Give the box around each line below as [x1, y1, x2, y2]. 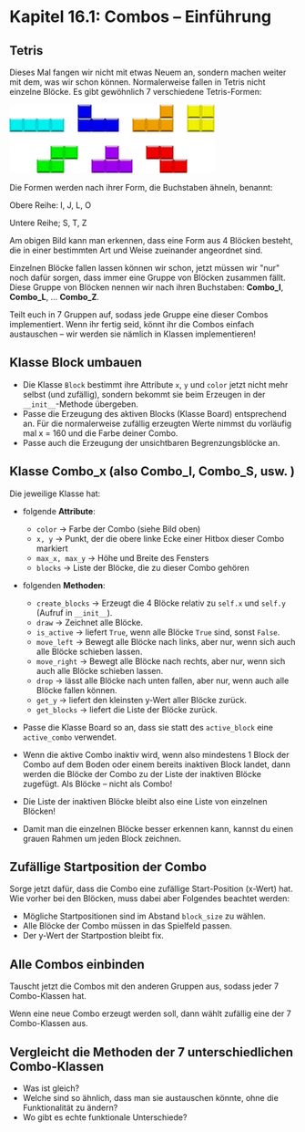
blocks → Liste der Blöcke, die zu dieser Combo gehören [36, 562, 249, 573]
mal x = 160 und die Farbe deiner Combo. [22, 427, 178, 439]
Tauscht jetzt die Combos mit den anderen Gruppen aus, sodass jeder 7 [9, 981, 280, 992]
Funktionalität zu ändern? [22, 1102, 118, 1114]
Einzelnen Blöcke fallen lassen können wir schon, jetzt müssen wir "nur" [9, 263, 280, 273]
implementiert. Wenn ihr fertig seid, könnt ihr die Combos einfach [9, 319, 255, 329]
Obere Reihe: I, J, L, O [9, 200, 92, 211]
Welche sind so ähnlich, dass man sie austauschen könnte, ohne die [22, 1093, 280, 1104]
